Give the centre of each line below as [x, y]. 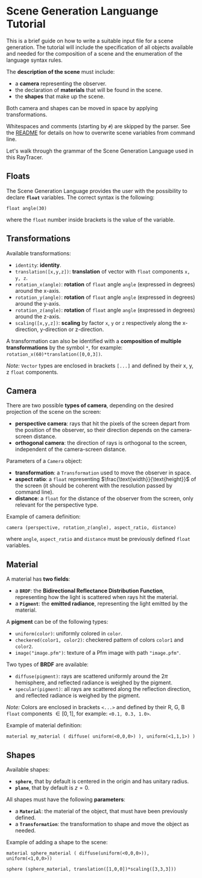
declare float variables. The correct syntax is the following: [80, 197]
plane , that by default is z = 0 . [52, 788]
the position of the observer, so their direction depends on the [92, 430]
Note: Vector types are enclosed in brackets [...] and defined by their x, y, [100, 365]
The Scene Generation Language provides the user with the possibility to [97, 191]
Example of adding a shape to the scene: [57, 842]
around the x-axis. [38, 290]
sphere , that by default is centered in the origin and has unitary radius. [102, 781]
